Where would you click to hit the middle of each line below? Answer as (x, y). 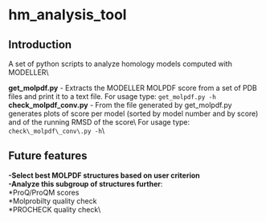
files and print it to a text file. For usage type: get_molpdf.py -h (113, 97)
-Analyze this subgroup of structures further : (86, 183)
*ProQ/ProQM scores (44, 192)
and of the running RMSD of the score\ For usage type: (99, 122)
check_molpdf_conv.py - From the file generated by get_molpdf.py (120, 105)
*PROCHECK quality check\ (55, 209)
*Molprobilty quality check (53, 201)
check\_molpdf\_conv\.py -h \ (57, 131)
